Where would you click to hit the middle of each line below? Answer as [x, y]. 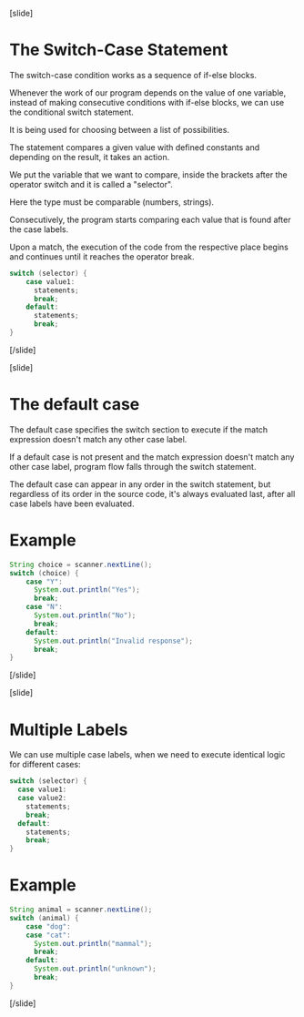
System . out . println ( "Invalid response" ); [113, 641]
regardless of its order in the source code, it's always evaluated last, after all [152, 493]
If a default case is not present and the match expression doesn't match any [152, 457]
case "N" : [45, 607]
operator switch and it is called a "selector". [91, 184]
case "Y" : [45, 582]
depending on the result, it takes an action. [90, 157]
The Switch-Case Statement [119, 50]
